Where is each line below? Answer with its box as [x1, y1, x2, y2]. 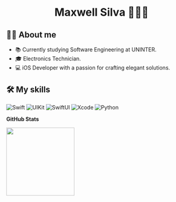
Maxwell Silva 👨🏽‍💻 [54, 5, 149, 19]
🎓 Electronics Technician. [15, 55, 82, 62]
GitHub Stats [6, 115, 39, 123]
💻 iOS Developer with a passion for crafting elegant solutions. [15, 64, 171, 71]
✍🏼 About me [6, 30, 56, 40]
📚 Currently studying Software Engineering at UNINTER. [15, 46, 157, 53]
